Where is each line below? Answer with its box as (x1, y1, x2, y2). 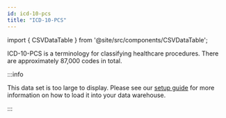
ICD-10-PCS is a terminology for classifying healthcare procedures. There (7, 49, 219, 58)
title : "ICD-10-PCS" (7, 17, 67, 24)
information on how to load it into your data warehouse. (7, 91, 166, 99)
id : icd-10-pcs (7, 10, 51, 17)
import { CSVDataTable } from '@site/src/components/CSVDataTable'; (7, 35, 209, 44)
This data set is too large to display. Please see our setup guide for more (7, 83, 215, 92)
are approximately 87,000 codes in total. (7, 56, 122, 65)
